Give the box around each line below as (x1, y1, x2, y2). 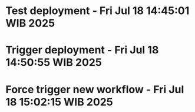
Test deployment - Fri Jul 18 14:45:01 (5, 4, 190, 18)
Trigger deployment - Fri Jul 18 (5, 43, 159, 57)
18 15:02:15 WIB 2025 (5, 95, 113, 108)
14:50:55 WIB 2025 (5, 56, 103, 69)
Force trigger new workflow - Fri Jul (5, 83, 184, 96)
